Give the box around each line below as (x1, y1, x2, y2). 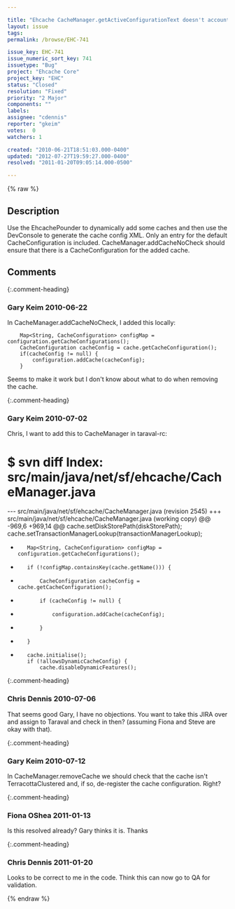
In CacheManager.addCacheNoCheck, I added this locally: (7, 319, 176, 327)
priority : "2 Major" (7, 94, 68, 102)
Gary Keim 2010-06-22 (7, 303, 88, 312)
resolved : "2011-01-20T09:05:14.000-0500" (7, 159, 133, 166)
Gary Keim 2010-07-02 (7, 413, 87, 423)
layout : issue (7, 22, 49, 30)
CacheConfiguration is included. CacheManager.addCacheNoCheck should (7, 238, 225, 246)
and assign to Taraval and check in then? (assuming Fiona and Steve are (7, 717, 216, 726)
